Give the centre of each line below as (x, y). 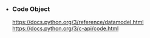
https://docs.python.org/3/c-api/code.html (65, 28)
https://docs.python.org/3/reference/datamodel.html (78, 22)
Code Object (31, 9)
